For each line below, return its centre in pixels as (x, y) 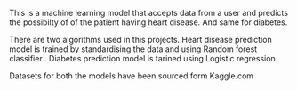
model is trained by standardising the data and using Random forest (133, 49)
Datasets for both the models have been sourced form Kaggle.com (132, 76)
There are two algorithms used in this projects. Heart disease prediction (141, 40)
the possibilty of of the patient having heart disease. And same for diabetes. (148, 22)
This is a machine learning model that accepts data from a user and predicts (149, 13)
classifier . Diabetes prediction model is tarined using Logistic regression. (144, 58)
